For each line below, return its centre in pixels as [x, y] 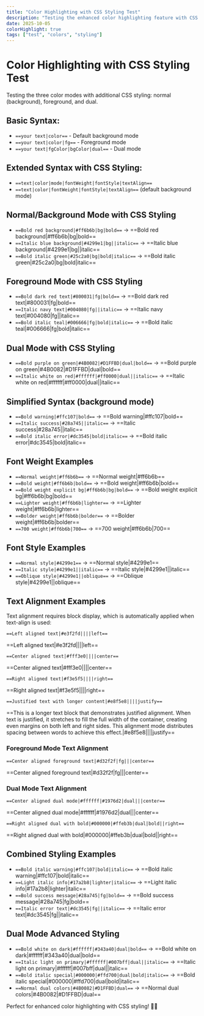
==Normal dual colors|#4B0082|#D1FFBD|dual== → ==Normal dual [97, 988]
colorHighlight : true [34, 29]
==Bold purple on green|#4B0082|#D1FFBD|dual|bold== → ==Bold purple [106, 363]
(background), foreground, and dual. [52, 102]
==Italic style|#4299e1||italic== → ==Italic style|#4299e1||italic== [102, 569]
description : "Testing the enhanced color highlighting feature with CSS [102, 18]
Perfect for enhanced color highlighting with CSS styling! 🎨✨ [82, 1006]
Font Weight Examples [50, 462]
